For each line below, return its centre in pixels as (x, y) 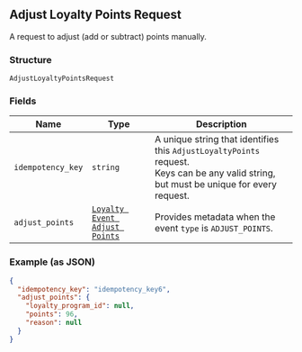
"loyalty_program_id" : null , (80, 306)
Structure (31, 59)
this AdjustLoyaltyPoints (207, 150)
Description (222, 124)
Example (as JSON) (53, 262)
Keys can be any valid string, (215, 173)
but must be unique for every (215, 185)
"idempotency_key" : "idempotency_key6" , (94, 289)
